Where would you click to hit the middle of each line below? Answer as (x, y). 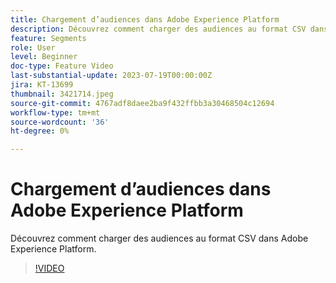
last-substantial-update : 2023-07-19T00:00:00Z (111, 76)
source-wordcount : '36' (60, 122)
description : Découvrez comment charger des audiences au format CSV (158, 29)
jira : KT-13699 (42, 85)
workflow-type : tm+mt (55, 112)
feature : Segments (48, 38)
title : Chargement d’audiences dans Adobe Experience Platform (145, 19)
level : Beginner (44, 57)
